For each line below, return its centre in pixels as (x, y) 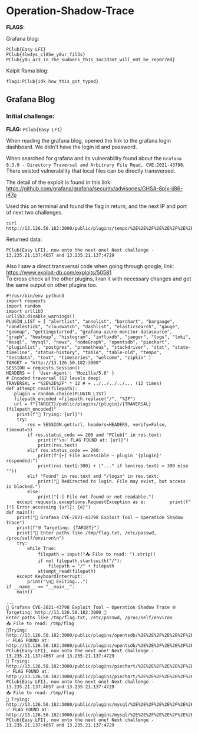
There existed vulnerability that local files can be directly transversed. (91, 171)
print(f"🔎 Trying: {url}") (50, 414)
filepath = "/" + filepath (81, 566)
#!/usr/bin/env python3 (35, 296)
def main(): (21, 512)
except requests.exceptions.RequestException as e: (81, 502)
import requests (26, 301)
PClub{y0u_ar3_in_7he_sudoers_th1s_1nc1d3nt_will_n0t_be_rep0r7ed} (91, 60)
